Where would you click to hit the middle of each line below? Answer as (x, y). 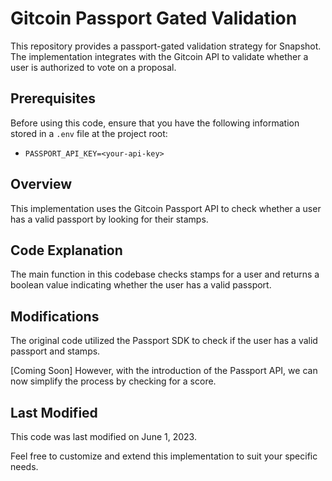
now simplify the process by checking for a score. (113, 381)
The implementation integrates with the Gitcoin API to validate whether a (159, 56)
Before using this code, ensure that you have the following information (155, 123)
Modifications (55, 316)
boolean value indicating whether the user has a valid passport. (141, 285)
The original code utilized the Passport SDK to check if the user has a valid (164, 341)
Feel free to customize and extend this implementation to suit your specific (164, 456)
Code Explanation (66, 250)
